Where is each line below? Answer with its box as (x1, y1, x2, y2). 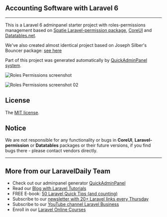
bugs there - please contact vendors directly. (5, 148, 98, 154)
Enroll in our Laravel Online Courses (12, 207, 86, 213)
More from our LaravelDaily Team (5, 167, 111, 175)
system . (5, 62, 21, 68)
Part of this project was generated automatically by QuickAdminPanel (5, 57, 148, 63)
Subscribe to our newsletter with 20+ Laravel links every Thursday (12, 196, 149, 202)
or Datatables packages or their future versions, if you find (30, 142, 151, 149)
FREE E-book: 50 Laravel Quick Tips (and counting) (12, 191, 118, 197)
